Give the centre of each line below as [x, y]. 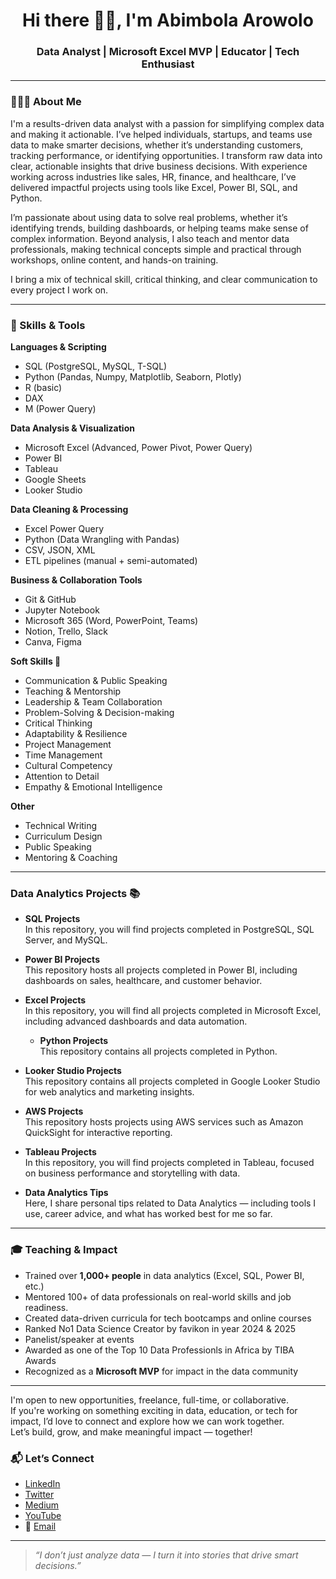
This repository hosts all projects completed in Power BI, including [161, 970]
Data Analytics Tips [66, 1193]
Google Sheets [55, 480]
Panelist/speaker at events [79, 1339]
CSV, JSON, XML [60, 550]
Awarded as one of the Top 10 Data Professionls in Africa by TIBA [159, 1350]
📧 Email [40, 1526]
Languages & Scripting [58, 347]
